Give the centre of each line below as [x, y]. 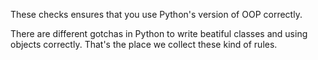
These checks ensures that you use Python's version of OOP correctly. [156, 14]
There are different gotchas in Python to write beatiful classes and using [159, 33]
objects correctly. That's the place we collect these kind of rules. [144, 44]
